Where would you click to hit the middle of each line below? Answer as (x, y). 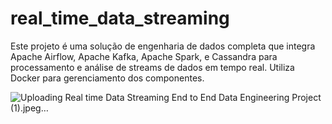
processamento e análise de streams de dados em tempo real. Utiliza (152, 67)
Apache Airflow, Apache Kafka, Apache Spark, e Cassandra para (144, 56)
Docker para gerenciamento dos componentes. (107, 78)
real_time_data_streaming (120, 18)
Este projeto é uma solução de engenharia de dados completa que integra (163, 46)
